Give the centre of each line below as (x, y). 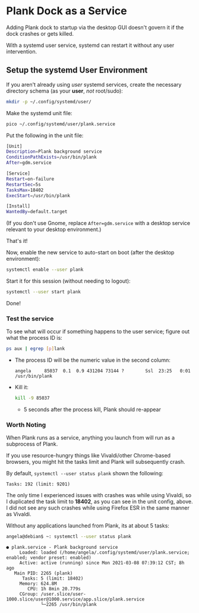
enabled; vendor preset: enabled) (49, 558)
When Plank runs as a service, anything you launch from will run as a (91, 438)
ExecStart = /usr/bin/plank (38, 195)
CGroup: (29, 594)
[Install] (18, 206)
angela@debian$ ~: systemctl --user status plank (69, 537)
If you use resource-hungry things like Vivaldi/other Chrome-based (89, 456)
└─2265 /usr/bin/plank (69, 605)
